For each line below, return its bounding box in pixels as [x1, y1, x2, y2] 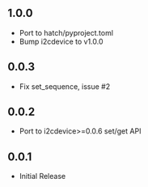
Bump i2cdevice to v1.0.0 [19, 36, 104, 46]
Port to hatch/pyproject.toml [19, 28, 114, 37]
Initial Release [19, 172, 66, 181]
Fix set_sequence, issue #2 [19, 81, 111, 91]
